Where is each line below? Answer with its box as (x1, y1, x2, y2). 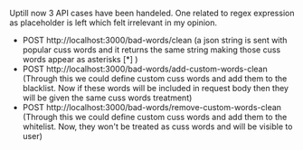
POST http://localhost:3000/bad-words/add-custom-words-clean (22, 63, 269, 74)
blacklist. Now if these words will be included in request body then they (22, 83, 289, 93)
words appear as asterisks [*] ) (22, 54, 138, 64)
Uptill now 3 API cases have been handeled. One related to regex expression (9, 8, 295, 18)
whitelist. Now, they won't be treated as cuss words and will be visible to (22, 121, 293, 132)
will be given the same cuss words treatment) (22, 92, 193, 103)
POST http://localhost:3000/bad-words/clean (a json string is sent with (22, 35, 288, 45)
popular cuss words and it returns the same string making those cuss (22, 44, 281, 55)
